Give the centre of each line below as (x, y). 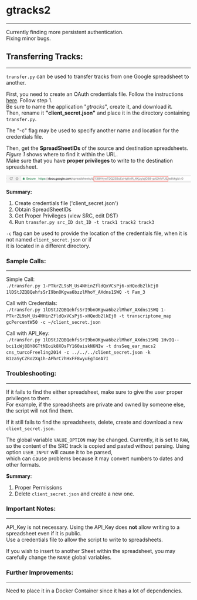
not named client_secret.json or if (49, 239)
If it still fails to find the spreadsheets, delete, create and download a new (94, 422)
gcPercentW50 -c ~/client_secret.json (53, 323)
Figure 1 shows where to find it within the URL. (62, 154)
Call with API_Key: (28, 333)
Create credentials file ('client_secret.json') (66, 203)
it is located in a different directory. (48, 246)
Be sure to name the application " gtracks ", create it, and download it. (89, 106)
